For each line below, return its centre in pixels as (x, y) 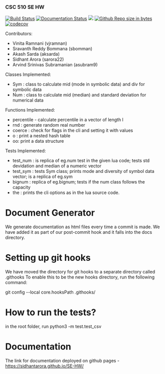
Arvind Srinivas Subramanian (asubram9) (55, 65)
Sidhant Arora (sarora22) (38, 59)
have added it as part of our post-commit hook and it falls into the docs (79, 232)
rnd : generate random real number (49, 125)
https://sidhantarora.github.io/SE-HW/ (45, 366)
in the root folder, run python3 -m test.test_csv (53, 326)
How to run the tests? (51, 312)
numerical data (28, 100)
